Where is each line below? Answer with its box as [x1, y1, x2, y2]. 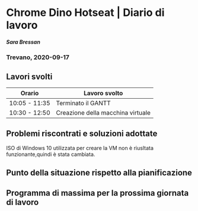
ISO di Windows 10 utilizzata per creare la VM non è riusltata [6, 144, 154, 151]
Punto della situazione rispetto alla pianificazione [6, 168, 193, 178]
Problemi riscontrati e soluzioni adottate [6, 129, 158, 139]
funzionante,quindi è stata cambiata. [6, 151, 95, 158]
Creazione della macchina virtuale [56, 108, 151, 116]
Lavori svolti [6, 72, 53, 82]
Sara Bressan [6, 38, 40, 46]
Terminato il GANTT [56, 99, 111, 107]
